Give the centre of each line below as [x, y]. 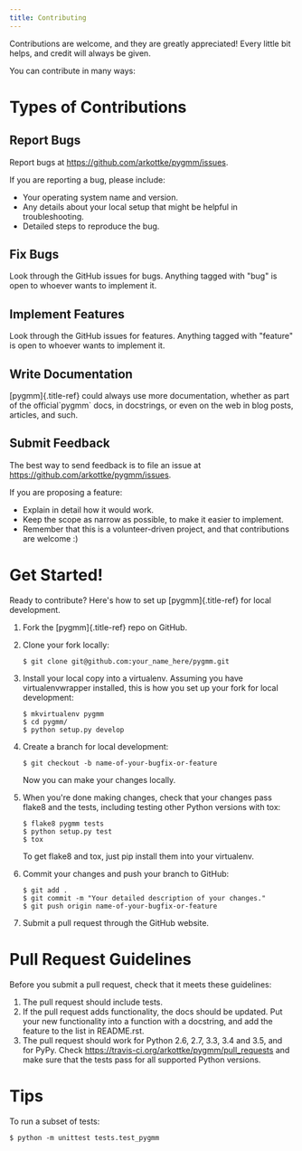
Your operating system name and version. [100, 197]
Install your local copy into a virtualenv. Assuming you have [133, 678]
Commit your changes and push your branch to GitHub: [126, 873]
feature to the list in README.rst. [83, 1031]
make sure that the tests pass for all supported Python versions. [142, 1060]
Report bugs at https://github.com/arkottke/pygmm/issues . [119, 162]
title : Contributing [48, 18]
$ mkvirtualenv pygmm [63, 714]
